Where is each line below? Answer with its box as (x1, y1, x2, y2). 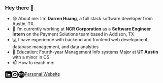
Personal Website (24, 71, 60, 77)
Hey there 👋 (5, 4, 33, 11)
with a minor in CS (12, 54, 50, 60)
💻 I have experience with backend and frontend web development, (12, 37, 149, 43)
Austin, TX (12, 21, 33, 27)
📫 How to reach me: (12, 60, 55, 66)
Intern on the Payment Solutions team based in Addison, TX (12, 31, 134, 37)
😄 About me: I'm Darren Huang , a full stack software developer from (12, 16, 153, 22)
